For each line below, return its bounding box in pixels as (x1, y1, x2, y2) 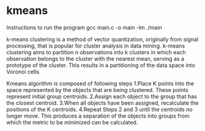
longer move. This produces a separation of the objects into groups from (6, 112, 190, 119)
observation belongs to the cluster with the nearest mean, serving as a (6, 55, 185, 62)
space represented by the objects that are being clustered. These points (6, 86, 188, 93)
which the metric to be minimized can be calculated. (6, 118, 138, 126)
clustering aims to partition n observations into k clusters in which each (6, 48, 187, 55)
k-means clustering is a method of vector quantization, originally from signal (6, 35, 199, 43)
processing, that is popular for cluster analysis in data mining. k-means (6, 42, 185, 49)
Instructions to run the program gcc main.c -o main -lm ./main (6, 24, 162, 31)
